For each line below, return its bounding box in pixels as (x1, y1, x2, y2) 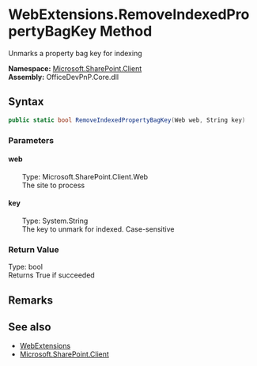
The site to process (22, 180, 85, 190)
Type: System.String (22, 216, 89, 225)
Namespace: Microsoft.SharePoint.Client (8, 63, 142, 73)
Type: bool (8, 262, 43, 272)
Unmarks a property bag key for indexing (8, 48, 142, 58)
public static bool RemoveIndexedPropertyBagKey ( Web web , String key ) (8, 116, 246, 124)
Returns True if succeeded (8, 270, 95, 280)
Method (100, 22, 153, 40)
